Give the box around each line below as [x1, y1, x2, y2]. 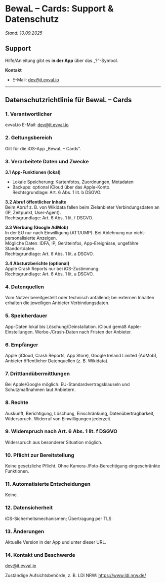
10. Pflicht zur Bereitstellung [5, 452, 75, 458]
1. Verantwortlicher [5, 111, 52, 118]
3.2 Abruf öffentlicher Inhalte [5, 199, 67, 205]
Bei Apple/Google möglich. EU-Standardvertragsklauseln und [5, 382, 130, 388]
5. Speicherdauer [5, 312, 48, 319]
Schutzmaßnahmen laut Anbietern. [5, 387, 76, 392]
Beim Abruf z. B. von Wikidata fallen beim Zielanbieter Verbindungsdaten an [5, 204, 160, 210]
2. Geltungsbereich [5, 134, 53, 141]
